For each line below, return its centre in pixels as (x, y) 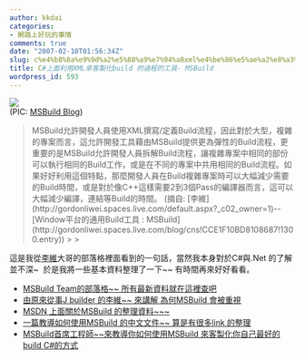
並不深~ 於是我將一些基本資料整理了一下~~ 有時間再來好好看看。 (132, 269)
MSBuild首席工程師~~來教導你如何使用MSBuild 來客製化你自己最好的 (152, 334)
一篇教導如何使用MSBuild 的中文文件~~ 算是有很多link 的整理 (137, 322)
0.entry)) (48, 239)
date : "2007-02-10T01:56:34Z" (67, 52)
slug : (20, 60)
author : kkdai (36, 18)
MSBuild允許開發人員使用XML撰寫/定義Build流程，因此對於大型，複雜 (162, 130)
